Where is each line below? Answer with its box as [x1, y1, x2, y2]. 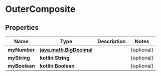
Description [97, 38, 126, 45]
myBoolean [7, 63, 35, 69]
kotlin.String [39, 55, 70, 61]
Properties [5, 23, 39, 32]
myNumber [7, 46, 35, 53]
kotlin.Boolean [39, 63, 75, 69]
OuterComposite [5, 3, 76, 15]
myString [7, 55, 30, 61]
